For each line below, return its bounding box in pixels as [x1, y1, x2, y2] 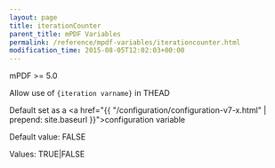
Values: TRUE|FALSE [9, 148, 85, 160]
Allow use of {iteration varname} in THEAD [9, 88, 171, 99]
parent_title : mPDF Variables [9, 29, 122, 38]
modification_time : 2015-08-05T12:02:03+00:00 [9, 46, 185, 55]
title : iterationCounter [9, 21, 101, 30]
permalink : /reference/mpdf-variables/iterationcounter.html [9, 37, 241, 47]
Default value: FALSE [9, 132, 86, 142]
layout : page [9, 12, 58, 22]
